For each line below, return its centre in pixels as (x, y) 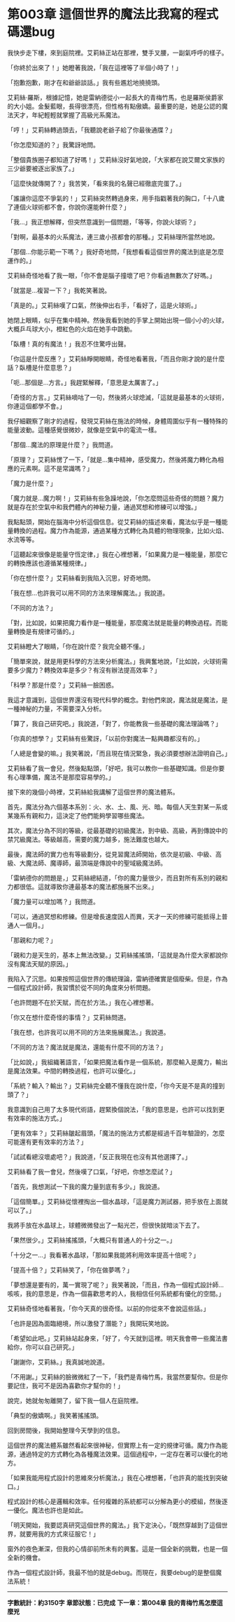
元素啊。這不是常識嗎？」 (56, 468)
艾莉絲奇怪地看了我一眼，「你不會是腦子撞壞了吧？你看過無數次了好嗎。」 (111, 275)
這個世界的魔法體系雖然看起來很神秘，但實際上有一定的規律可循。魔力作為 (114, 1445)
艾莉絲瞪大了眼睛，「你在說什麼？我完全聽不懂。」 (78, 646)
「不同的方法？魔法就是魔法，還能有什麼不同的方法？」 (87, 1047)
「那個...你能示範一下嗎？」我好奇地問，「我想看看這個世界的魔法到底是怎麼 (116, 252)
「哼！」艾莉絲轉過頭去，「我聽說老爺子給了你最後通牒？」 (92, 130)
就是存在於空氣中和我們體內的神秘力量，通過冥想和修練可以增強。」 (104, 507)
